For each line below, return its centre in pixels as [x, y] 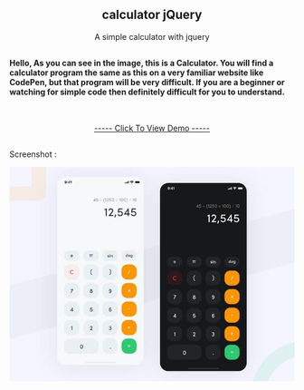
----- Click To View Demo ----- [152, 128]
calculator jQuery [152, 15]
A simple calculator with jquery [152, 36]
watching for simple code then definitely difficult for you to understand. [147, 92]
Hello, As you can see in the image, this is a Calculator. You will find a [142, 63]
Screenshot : [33, 154]
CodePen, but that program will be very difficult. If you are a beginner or [147, 83]
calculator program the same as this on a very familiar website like [137, 73]
